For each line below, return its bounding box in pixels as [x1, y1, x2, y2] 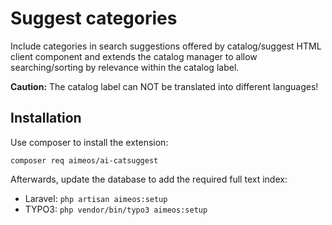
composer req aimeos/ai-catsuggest [10, 155, 159, 166]
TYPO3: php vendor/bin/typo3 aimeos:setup [24, 203, 208, 215]
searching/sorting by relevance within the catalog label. [10, 61, 240, 73]
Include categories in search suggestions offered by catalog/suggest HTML [10, 40, 322, 52]
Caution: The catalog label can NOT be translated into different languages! [10, 80, 319, 92]
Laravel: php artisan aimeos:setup [24, 192, 168, 204]
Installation [10, 110, 82, 127]
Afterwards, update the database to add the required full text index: [10, 173, 288, 185]
